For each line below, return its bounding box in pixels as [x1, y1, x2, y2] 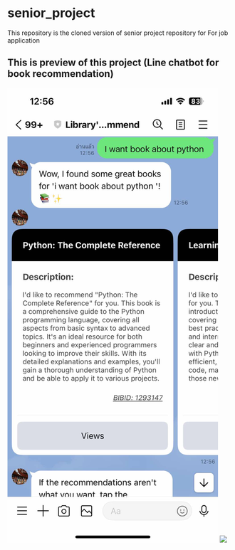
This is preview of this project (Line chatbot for [7, 57, 219, 69]
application [7, 36, 41, 44]
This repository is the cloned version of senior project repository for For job [7, 28, 229, 37]
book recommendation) [7, 68, 114, 80]
